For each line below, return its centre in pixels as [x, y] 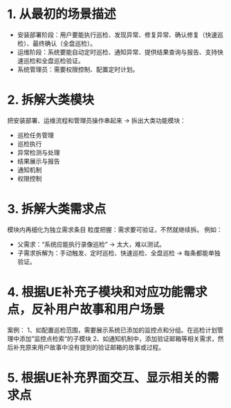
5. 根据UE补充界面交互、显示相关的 [107, 378]
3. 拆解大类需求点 [57, 209]
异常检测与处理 [38, 152]
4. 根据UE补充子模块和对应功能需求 [107, 292]
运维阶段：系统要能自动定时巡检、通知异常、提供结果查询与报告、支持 [117, 52]
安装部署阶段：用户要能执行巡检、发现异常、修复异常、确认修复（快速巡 [120, 35]
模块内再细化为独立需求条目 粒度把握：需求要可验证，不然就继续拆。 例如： [115, 229]
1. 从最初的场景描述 [62, 14]
